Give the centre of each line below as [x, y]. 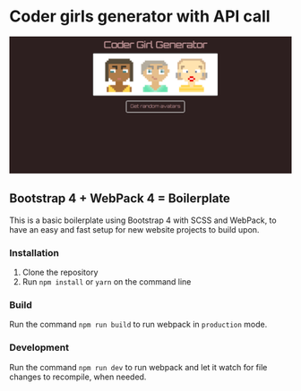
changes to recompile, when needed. [78, 377]
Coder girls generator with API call [140, 17]
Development [39, 348]
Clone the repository [60, 272]
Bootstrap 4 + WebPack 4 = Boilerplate [120, 199]
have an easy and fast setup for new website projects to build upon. [134, 229]
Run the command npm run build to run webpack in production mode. [138, 325]
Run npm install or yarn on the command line [107, 282]
